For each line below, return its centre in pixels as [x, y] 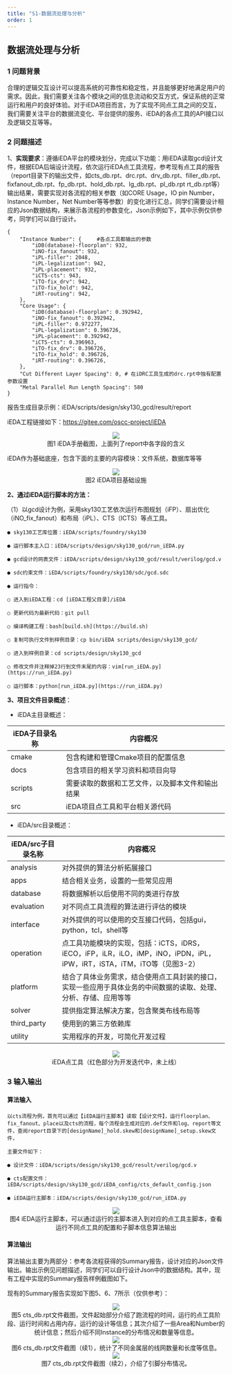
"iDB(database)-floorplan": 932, [80, 246]
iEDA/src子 [30, 844]
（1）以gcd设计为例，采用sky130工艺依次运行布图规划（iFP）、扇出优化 [108, 509]
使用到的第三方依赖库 [97, 1024]
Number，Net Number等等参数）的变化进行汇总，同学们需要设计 [126, 202]
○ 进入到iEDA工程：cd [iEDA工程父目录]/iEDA [66, 600]
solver [21, 1010]
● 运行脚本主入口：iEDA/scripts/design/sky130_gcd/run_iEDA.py [96, 546]
